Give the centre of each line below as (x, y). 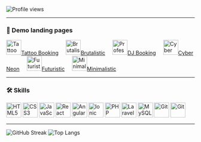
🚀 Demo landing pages (39, 30)
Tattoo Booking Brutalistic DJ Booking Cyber (107, 53)
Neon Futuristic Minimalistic (61, 69)
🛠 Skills (18, 91)
